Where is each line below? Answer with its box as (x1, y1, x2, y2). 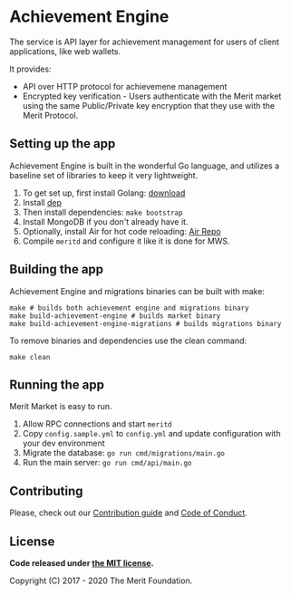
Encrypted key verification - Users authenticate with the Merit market (22, 91, 282, 101)
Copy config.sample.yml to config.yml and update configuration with (22, 428, 281, 439)
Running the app (9, 377, 104, 392)
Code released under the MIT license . (9, 558, 154, 568)
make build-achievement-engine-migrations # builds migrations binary (9, 319, 282, 328)
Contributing (9, 483, 83, 499)
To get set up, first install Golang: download (22, 187, 186, 198)
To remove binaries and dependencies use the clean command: (9, 335, 247, 346)
